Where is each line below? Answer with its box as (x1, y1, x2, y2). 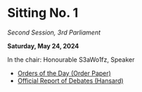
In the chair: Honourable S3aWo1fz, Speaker (7, 55, 135, 64)
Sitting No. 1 (7, 5, 79, 21)
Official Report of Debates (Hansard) (17, 76, 124, 85)
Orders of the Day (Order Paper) (17, 69, 111, 77)
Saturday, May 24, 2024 (7, 41, 79, 50)
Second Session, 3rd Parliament (7, 28, 101, 37)
